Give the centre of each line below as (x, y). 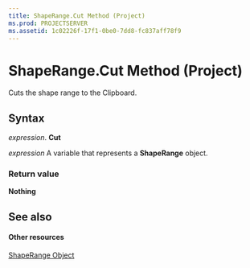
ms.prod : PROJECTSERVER (48, 23)
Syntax (27, 118)
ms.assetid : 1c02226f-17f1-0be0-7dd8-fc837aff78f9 (95, 31)
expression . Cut (35, 138)
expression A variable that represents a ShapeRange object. (108, 153)
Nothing (22, 192)
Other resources (36, 237)
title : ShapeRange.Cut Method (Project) (77, 16)
